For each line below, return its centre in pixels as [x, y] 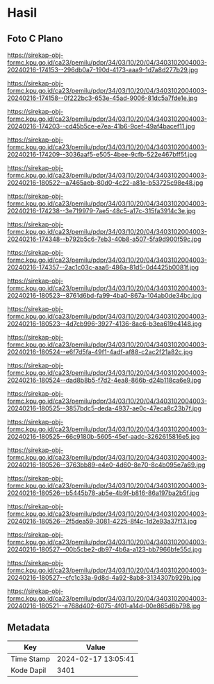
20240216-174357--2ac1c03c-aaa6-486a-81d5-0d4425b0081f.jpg [103, 267]
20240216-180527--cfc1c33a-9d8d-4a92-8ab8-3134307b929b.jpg [104, 577]
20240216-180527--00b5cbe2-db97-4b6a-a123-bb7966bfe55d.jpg [105, 549]
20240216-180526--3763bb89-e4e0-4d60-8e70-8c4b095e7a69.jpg [106, 465]
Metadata [28, 627]
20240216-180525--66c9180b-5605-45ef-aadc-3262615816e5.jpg [104, 436]
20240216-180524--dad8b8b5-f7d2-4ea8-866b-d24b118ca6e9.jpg [104, 380]
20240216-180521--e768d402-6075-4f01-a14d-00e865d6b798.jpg [104, 606]
